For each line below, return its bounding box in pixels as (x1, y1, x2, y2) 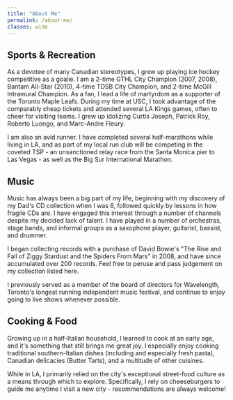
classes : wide (7, 23, 49, 30)
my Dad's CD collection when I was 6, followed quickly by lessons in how (7, 202, 217, 209)
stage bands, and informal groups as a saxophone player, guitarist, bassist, (7, 224, 223, 232)
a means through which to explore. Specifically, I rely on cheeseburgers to (7, 377, 220, 385)
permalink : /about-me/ (7, 17, 73, 24)
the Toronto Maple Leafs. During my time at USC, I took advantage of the (7, 97, 216, 105)
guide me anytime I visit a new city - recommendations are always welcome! (7, 385, 226, 393)
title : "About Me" (7, 10, 61, 17)
